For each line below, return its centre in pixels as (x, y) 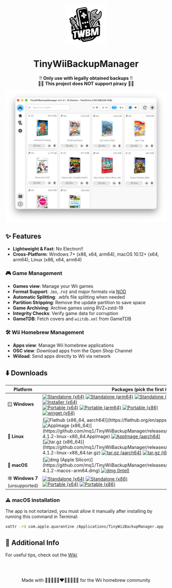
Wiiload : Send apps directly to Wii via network (62, 356)
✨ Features (23, 236)
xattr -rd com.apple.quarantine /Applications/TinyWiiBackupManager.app (84, 527)
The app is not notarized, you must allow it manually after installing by (79, 511)
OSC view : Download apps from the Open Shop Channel (72, 351)
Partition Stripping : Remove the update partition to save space (79, 303)
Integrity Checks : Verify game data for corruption (66, 313)
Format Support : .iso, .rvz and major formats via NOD (69, 292)
